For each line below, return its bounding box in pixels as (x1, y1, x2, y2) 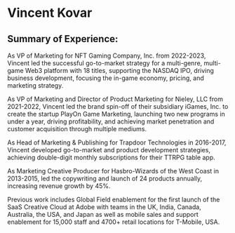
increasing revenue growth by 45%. (7, 182, 111, 190)
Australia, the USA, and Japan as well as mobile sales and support (7, 211, 199, 218)
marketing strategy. (7, 81, 64, 89)
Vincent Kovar (7, 5, 93, 21)
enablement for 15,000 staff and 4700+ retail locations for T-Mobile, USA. (7, 218, 220, 226)
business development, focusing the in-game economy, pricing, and (7, 74, 205, 82)
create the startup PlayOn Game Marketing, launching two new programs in (7, 110, 226, 118)
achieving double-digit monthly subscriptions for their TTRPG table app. (7, 153, 215, 161)
